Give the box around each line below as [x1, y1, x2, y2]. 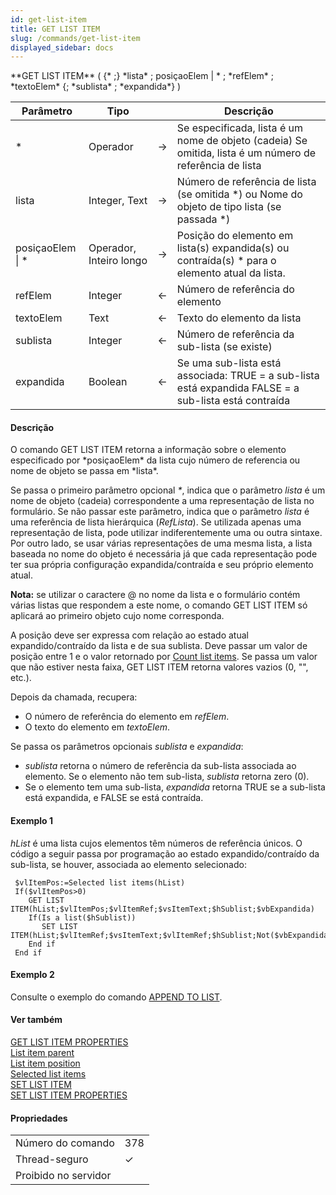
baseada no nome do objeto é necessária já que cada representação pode [10, 548, 318, 560]
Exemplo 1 [10, 815, 54, 827]
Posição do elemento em [176, 229, 294, 243]
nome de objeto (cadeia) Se [176, 134, 308, 148]
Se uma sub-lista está [176, 356, 282, 370]
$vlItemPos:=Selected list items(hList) [14, 877, 186, 888]
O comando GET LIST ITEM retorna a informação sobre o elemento [10, 444, 287, 456]
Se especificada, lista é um [176, 121, 303, 135]
